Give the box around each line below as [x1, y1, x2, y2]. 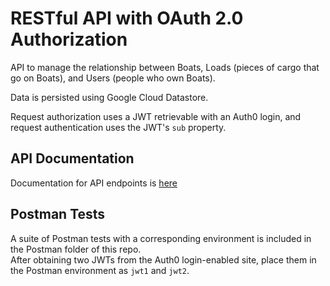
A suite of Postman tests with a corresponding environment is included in [10, 232, 312, 244]
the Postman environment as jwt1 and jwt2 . [10, 264, 190, 276]
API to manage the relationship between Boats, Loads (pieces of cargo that [10, 61, 320, 73]
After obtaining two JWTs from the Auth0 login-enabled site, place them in [10, 253, 317, 266]
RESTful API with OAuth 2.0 [10, 7, 244, 30]
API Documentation [10, 150, 135, 167]
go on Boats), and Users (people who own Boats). [10, 72, 216, 84]
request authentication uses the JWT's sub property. [10, 121, 227, 133]
